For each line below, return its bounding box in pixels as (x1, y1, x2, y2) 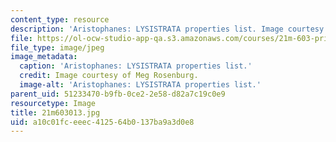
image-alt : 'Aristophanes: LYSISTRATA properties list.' (19, 80, 262, 90)
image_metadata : (10, 52, 78, 62)
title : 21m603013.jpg (10, 107, 101, 118)
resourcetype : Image (10, 98, 97, 108)
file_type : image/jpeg (10, 42, 105, 53)
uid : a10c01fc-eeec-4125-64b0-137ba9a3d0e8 (10, 117, 195, 127)
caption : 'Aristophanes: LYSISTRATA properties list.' (19, 61, 253, 71)
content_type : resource (10, 14, 110, 25)
